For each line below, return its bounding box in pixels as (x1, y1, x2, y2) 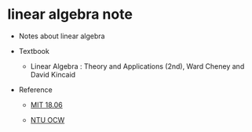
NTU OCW (30, 115, 65, 124)
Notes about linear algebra (18, 31, 105, 41)
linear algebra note (7, 5, 133, 23)
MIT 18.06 (30, 100, 64, 109)
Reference (18, 84, 53, 95)
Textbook (18, 46, 50, 55)
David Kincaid (30, 70, 76, 79)
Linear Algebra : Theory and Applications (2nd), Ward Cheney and (30, 61, 245, 71)
